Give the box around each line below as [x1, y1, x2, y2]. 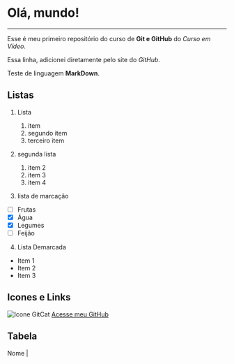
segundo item [27, 129, 68, 137]
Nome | [7, 349, 29, 357]
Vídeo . [7, 42, 26, 50]
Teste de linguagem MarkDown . [7, 68, 100, 78]
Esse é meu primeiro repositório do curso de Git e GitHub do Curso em [7, 34, 211, 43]
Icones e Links [7, 291, 71, 303]
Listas [7, 89, 35, 101]
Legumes [17, 221, 45, 229]
